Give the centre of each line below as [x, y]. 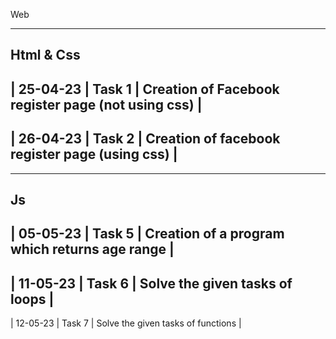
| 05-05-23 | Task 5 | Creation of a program [147, 234]
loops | [32, 299]
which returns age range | [92, 249]
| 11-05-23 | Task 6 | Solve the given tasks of [151, 283]
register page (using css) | [94, 154]
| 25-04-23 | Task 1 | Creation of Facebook [145, 89]
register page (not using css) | [106, 104]
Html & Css [45, 55]
